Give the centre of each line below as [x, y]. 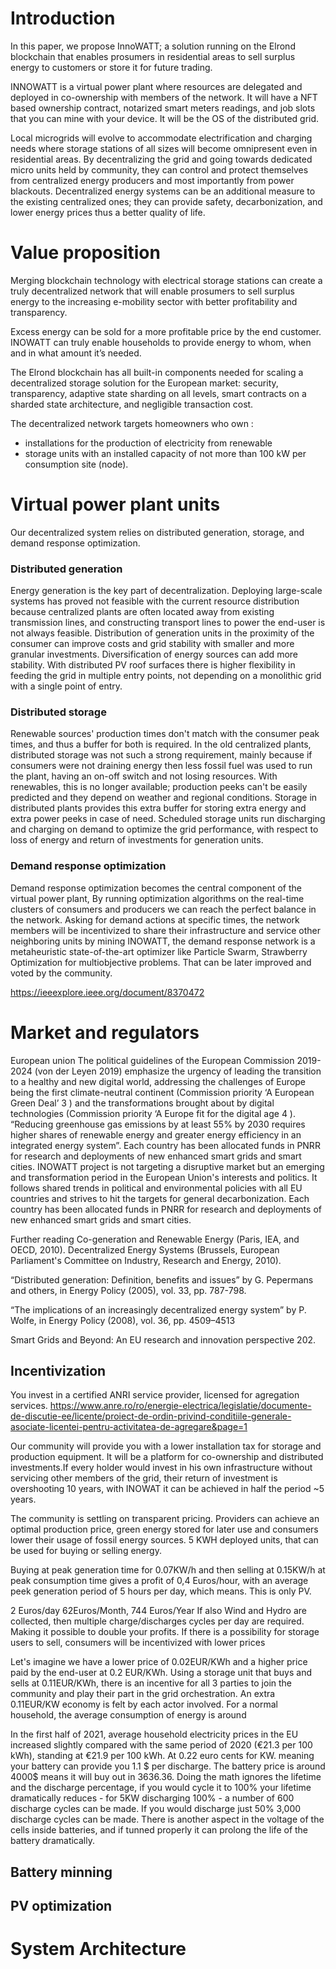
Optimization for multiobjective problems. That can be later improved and [161, 962]
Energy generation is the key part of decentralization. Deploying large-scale [166, 591]
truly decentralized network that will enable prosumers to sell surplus [152, 291]
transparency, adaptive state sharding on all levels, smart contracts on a [158, 393]
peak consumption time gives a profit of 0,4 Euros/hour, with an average [159, 1581]
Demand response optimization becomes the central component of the [156, 888]
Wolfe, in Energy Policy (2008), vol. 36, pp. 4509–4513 [123, 1320]
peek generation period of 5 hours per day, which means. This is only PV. [161, 1591]
